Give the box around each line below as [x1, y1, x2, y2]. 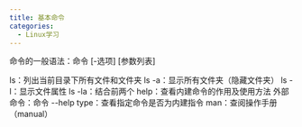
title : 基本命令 [9, 13, 65, 23]
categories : [9, 22, 54, 31]
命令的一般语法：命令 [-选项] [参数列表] [9, 56, 156, 67]
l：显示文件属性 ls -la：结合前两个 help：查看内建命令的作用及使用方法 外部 [9, 86, 290, 97]
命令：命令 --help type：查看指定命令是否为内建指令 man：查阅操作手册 [9, 97, 278, 108]
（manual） [9, 109, 52, 120]
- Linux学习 [17, 30, 60, 39]
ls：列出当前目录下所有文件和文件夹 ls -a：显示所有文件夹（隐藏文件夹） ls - [9, 75, 293, 86]
